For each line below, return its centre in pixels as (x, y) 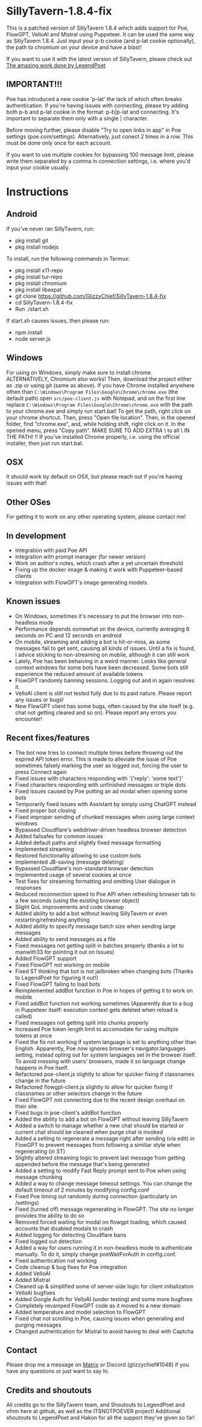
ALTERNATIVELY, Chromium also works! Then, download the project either (99, 379)
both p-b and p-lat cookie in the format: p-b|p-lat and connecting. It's (93, 112)
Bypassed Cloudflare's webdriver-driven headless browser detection (101, 830)
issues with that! (27, 483)
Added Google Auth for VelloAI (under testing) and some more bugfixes (104, 1299)
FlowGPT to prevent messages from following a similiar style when (98, 1144)
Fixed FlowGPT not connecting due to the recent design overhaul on (100, 1100)
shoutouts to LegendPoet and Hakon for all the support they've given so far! (100, 1418)
